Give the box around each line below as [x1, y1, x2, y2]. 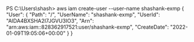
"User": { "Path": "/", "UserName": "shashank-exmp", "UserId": [6, 11, 160, 18]
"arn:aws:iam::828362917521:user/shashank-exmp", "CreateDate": [6, 23, 169, 30]
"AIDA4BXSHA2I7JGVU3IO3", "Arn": [6, 17, 94, 24]
